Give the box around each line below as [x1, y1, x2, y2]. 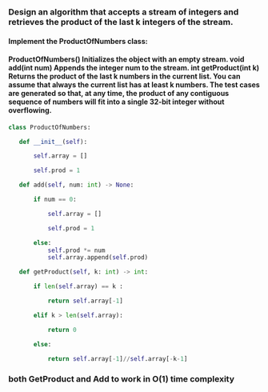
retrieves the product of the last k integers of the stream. [8, 16, 234, 27]
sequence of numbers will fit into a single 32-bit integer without [8, 97, 225, 106]
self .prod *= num [47, 246, 106, 254]
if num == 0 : [33, 195, 78, 204]
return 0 [47, 326, 78, 334]
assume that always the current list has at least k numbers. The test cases [8, 80, 260, 90]
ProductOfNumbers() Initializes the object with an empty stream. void [8, 54, 245, 64]
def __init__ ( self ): [18, 138, 88, 146]
